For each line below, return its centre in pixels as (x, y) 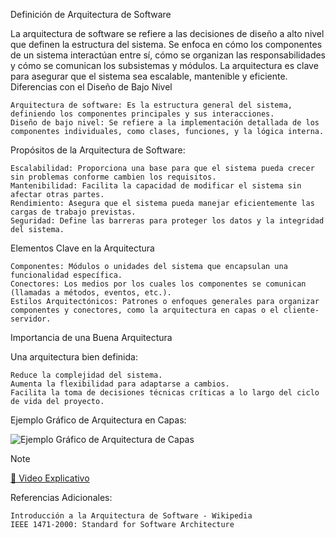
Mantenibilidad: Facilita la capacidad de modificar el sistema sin (156, 186)
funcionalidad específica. (66, 275)
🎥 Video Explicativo (50, 478)
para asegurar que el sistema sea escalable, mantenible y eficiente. (149, 76)
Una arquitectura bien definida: (74, 357)
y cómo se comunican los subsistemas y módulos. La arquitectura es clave (164, 65)
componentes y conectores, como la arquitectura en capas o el (145, 310)
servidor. (31, 319)
